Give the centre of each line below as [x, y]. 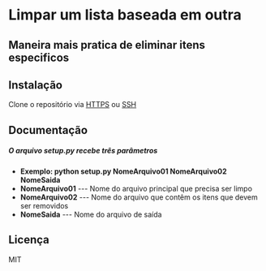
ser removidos [44, 205]
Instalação [36, 85]
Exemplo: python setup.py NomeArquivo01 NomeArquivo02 [123, 171]
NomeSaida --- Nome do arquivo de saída [91, 214]
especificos [39, 57]
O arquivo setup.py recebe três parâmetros [83, 151]
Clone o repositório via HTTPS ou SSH [73, 105]
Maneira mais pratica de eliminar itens [107, 45]
